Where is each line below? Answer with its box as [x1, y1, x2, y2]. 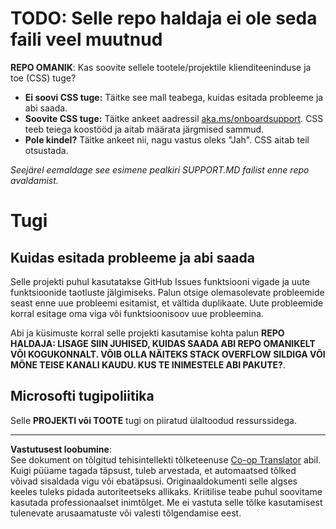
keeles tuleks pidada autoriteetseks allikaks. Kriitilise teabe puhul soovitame [10, 485, 323, 497]
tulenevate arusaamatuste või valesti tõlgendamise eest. [10, 507, 242, 519]
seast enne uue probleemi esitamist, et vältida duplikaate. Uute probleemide [10, 297, 324, 309]
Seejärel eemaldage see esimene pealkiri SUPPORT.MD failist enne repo [10, 163, 310, 176]
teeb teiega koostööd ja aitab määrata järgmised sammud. [24, 123, 265, 135]
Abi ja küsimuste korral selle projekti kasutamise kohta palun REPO [10, 327, 285, 339]
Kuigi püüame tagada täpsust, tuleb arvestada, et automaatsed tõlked [10, 464, 297, 476]
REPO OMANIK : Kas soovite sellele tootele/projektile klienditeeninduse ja [10, 61, 312, 73]
